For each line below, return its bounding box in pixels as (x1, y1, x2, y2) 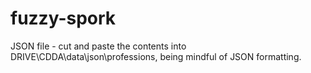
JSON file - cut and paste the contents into (10, 40, 187, 52)
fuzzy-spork (10, 7, 117, 30)
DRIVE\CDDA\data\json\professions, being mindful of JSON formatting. (10, 50, 302, 62)
